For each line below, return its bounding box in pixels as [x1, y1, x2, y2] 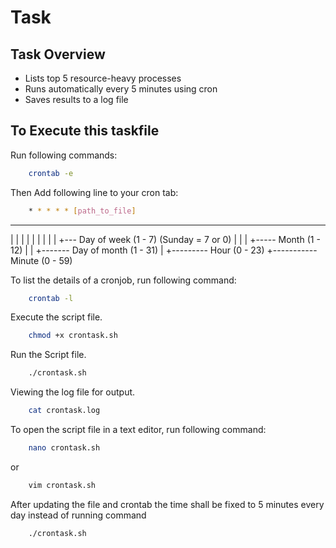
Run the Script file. [10, 349, 87, 361]
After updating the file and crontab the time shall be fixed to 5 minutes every [10, 498, 325, 510]
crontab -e [28, 168, 74, 178]
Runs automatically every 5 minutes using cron [24, 83, 218, 95]
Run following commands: [10, 149, 118, 161]
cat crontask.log [28, 406, 101, 416]
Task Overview [10, 46, 106, 63]
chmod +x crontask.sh [28, 331, 118, 341]
